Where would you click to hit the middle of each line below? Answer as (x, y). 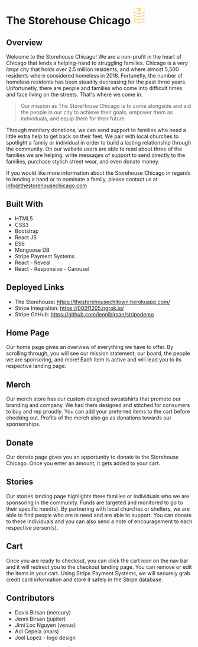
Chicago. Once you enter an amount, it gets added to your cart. (83, 463)
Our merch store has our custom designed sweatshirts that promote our (94, 399)
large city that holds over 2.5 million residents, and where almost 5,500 (92, 69)
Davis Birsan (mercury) (43, 612)
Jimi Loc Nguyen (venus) (45, 625)
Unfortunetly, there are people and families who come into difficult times (94, 88)
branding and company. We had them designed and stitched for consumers (98, 405)
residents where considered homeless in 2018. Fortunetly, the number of (95, 76)
